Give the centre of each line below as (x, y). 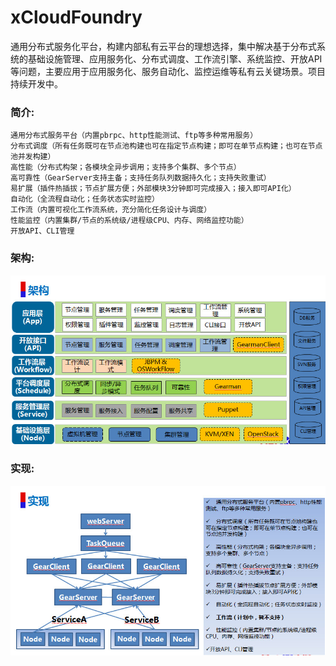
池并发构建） (33, 157)
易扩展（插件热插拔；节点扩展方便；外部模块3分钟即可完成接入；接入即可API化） (153, 189)
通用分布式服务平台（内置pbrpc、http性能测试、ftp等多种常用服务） (134, 136)
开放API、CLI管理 (42, 231)
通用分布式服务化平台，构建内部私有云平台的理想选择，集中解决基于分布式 (163, 46)
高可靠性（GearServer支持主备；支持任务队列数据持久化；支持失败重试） (141, 178)
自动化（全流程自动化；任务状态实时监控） (85, 199)
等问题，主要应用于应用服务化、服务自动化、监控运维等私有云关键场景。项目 (168, 71)
